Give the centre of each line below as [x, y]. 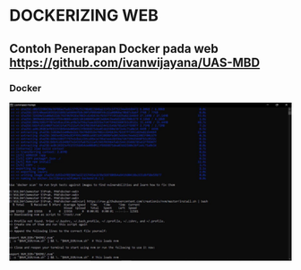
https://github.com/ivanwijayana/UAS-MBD [135, 62]
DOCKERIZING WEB [84, 16]
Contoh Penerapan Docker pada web [114, 49]
